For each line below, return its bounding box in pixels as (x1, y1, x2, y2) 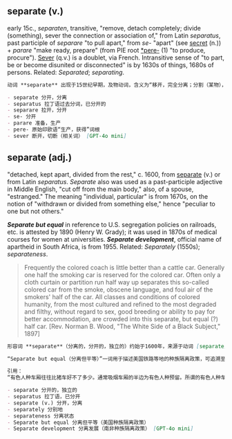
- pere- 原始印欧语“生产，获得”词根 (7, 126, 100, 134)
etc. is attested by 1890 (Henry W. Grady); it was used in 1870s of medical (7, 228, 217, 236)
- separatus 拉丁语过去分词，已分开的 (7, 100, 106, 107)
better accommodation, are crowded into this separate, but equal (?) (23, 314, 219, 323)
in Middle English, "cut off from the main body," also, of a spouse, (7, 185, 194, 193)
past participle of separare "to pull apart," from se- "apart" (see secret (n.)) (7, 38, 222, 47)
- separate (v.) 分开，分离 (7, 400, 83, 406)
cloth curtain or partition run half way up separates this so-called (23, 278, 209, 286)
